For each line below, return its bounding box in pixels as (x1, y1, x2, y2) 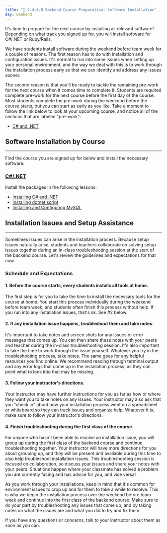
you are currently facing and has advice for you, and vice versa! (5, 471, 136, 477)
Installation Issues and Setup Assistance (5, 219, 134, 227)
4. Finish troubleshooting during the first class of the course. (5, 423, 134, 430)
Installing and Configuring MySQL (12, 204, 82, 210)
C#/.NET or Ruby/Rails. (5, 36, 52, 42)
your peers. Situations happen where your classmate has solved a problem (5, 466, 159, 472)
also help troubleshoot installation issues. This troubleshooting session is (5, 456, 155, 462)
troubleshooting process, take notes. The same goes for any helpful (5, 353, 144, 359)
